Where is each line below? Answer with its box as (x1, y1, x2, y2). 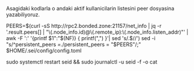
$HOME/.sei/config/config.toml (6, 47, 82, 54)
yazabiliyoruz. (6, 11, 40, 18)
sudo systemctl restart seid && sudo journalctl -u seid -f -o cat (6, 58, 158, 65)
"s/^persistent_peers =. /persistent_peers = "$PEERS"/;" (6, 41, 141, 48)
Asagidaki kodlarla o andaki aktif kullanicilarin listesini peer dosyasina (6, 5, 175, 12)
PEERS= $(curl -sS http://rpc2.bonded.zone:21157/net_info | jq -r (6, 23, 162, 29)
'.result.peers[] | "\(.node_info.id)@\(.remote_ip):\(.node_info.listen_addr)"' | (6, 29, 189, 35)
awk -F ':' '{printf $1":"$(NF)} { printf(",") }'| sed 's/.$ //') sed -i (6, 35, 156, 41)
